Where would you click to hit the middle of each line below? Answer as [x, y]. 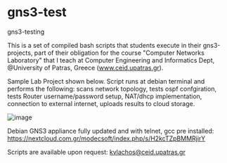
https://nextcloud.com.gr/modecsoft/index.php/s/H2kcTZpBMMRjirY [106, 138]
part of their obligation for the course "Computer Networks [119, 53]
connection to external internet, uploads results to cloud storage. [101, 103]
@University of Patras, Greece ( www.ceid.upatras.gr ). [85, 67]
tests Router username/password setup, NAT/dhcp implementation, [105, 96]
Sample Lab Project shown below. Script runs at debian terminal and [106, 81]
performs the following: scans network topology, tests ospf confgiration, [112, 89]
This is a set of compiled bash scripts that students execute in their [104, 45]
